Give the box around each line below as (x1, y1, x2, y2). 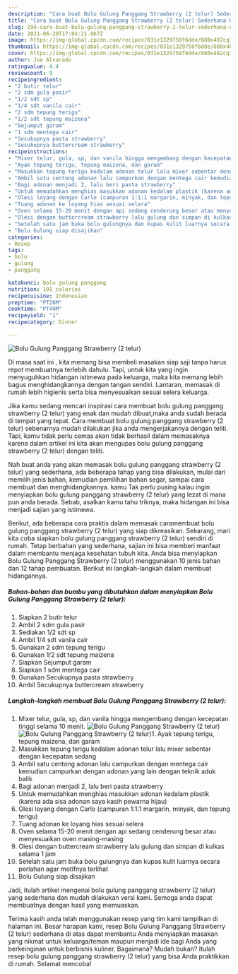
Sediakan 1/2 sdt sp (18, 628, 76, 636)
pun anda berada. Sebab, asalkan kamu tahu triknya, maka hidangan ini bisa (8, 497, 230, 506)
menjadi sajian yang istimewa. (8, 505, 95, 513)
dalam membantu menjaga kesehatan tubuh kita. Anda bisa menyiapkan (8, 549, 218, 557)
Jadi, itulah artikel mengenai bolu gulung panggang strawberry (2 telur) (8, 886, 216, 894)
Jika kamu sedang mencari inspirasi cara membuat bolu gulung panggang (8, 401, 224, 410)
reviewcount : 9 (8, 69, 53, 76)
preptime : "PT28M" (8, 299, 62, 306)
